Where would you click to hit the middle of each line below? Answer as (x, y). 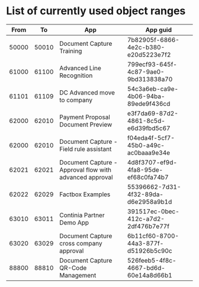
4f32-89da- (145, 194)
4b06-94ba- (146, 96)
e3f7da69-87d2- (153, 113)
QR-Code (73, 267)
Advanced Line (80, 68)
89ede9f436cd (149, 103)
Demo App (74, 222)
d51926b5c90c (150, 251)
